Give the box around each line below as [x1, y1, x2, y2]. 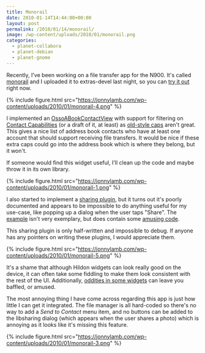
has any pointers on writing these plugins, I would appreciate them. [6, 233, 176, 240]
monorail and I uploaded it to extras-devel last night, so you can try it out [6, 78, 190, 85]
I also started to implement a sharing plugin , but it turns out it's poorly [6, 195, 182, 203]
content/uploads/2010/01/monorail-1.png [6, 184, 110, 191]
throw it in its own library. [6, 165, 70, 173]
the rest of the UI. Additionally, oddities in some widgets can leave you [6, 277, 184, 284]
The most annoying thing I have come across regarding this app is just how [6, 295, 196, 302]
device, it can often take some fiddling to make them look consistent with [6, 270, 191, 277]
